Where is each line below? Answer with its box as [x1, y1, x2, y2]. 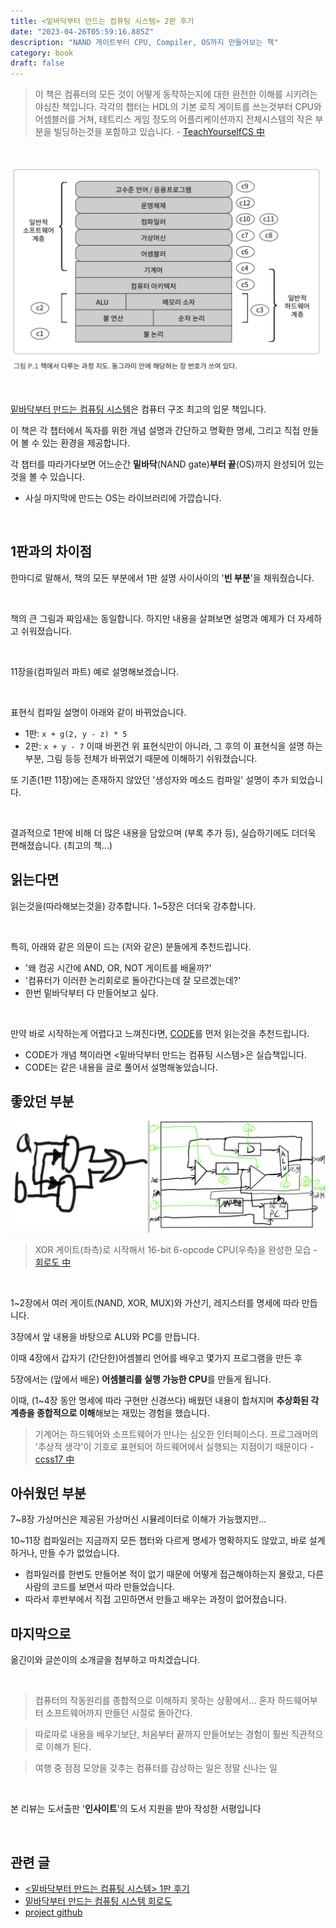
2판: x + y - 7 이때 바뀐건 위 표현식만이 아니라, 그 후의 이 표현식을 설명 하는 [24, 740, 323, 752]
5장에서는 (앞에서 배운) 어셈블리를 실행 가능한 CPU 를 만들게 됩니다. [10, 1373, 272, 1385]
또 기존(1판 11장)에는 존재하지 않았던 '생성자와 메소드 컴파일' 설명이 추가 [10, 773, 289, 785]
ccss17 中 [34, 1453, 75, 1465]
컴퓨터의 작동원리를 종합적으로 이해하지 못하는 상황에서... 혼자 [34, 1695, 276, 1707]
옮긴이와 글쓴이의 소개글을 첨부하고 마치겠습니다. [10, 1654, 201, 1666]
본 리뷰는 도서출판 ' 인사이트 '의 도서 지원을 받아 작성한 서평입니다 [10, 1803, 262, 1815]
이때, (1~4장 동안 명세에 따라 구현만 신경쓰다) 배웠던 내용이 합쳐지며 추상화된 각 [10, 1394, 320, 1406]
